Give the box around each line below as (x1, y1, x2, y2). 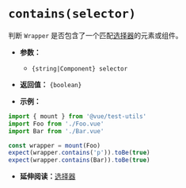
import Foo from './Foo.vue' (8, 120, 104, 128)
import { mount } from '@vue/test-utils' (8, 112, 147, 121)
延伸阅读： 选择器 (19, 171, 76, 181)
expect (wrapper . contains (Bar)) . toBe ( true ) (8, 156, 150, 164)
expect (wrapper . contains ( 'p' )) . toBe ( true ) (8, 149, 150, 157)
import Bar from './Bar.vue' (8, 127, 104, 135)
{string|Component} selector (31, 64, 128, 73)
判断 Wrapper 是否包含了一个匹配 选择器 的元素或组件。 (8, 30, 183, 40)
